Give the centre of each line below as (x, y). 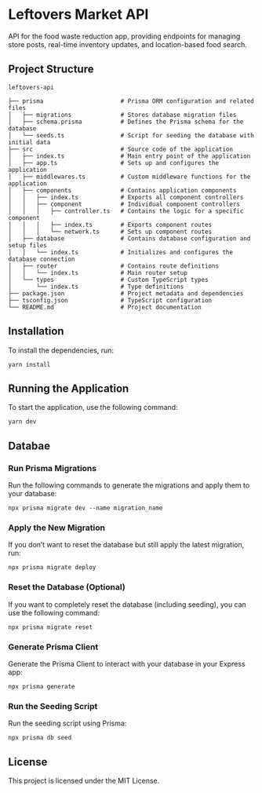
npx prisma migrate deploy (52, 568)
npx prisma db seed (40, 738)
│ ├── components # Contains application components (122, 190)
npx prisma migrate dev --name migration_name (86, 508)
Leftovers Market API (78, 15)
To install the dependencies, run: (61, 350)
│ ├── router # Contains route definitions (114, 266)
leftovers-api (31, 87)
